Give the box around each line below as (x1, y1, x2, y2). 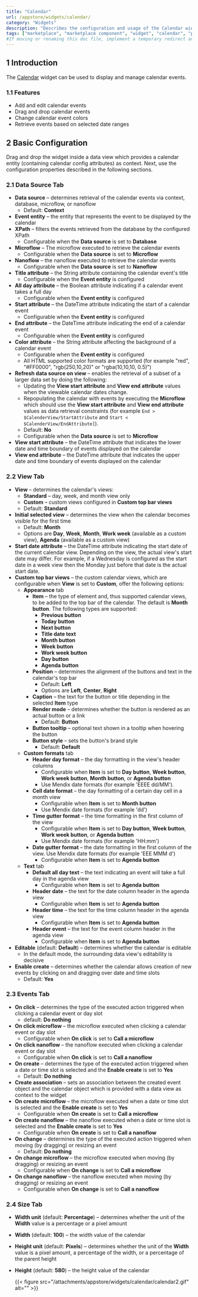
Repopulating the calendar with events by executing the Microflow (23, 395, 186, 402)
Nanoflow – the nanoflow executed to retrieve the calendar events (14, 257, 176, 264)
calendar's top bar (32, 674, 77, 681)
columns (32, 762, 54, 769)
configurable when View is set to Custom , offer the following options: (14, 580, 184, 587)
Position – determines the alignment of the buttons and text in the (32, 668, 192, 675)
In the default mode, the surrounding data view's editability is (23, 950, 173, 957)
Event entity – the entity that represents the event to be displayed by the (14, 213, 192, 220)
